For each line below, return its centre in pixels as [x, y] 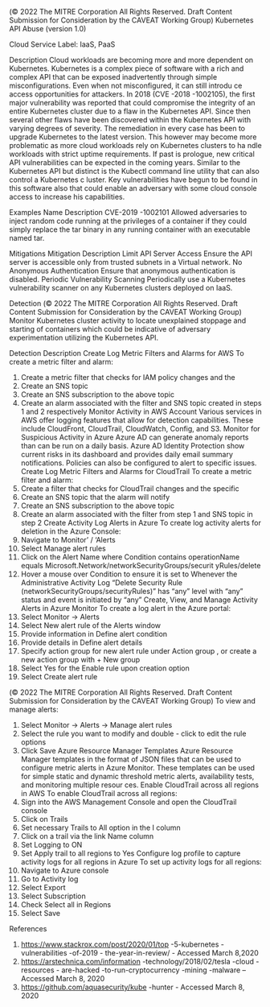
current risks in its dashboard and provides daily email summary [127, 454]
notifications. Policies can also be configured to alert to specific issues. [139, 463]
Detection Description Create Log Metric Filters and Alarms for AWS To [127, 353]
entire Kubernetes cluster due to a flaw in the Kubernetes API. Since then [130, 111]
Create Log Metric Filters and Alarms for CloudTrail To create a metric [136, 471]
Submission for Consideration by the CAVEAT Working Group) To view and [132, 701]
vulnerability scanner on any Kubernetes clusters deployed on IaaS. [121, 288]
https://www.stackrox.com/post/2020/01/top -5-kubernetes [120, 944]
